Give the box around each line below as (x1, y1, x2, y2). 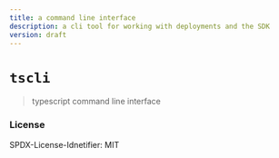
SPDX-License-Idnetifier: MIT (9, 139, 120, 150)
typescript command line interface (31, 96, 161, 107)
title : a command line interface (9, 13, 136, 23)
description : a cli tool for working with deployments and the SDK (9, 22, 271, 31)
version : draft (9, 30, 67, 39)
